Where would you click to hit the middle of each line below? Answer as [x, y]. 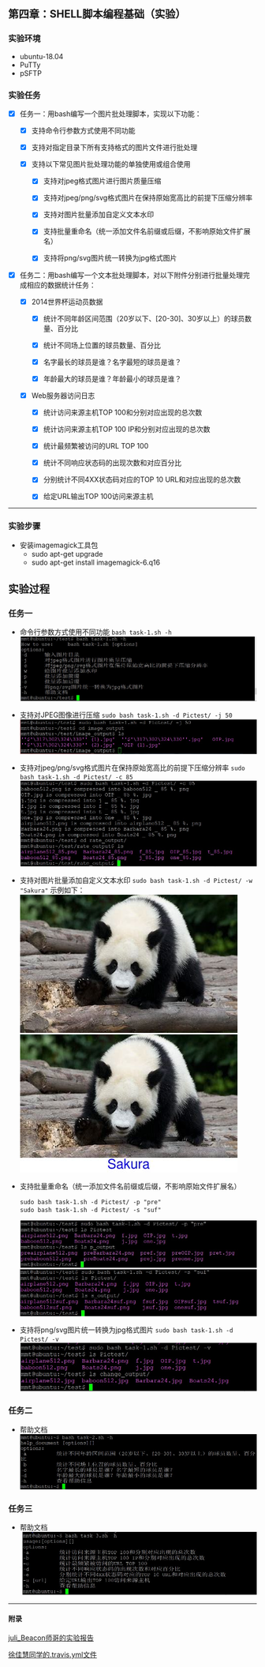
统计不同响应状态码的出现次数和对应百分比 [112, 463]
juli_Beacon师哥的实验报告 [51, 1638]
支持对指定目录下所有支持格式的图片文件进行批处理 [114, 148]
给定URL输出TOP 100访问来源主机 [98, 497]
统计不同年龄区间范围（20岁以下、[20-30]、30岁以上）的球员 [144, 318]
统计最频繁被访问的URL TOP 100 [96, 446]
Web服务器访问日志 [63, 395]
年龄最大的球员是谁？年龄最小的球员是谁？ [112, 378]
